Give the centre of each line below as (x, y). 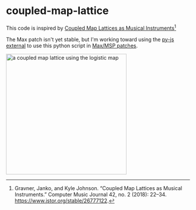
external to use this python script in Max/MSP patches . (72, 46)
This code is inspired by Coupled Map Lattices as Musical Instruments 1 (91, 27)
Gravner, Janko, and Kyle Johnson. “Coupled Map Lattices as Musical (98, 188)
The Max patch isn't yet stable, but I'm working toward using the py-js (90, 39)
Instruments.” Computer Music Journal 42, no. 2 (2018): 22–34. (90, 194)
